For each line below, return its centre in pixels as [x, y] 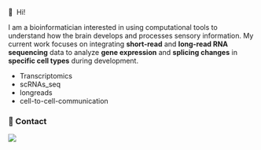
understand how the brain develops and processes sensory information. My [131, 36]
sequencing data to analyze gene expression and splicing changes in [123, 52]
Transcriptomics [46, 76]
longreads [36, 93]
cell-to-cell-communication [64, 101]
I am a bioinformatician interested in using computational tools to [113, 27]
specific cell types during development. [74, 60]
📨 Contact [28, 121]
